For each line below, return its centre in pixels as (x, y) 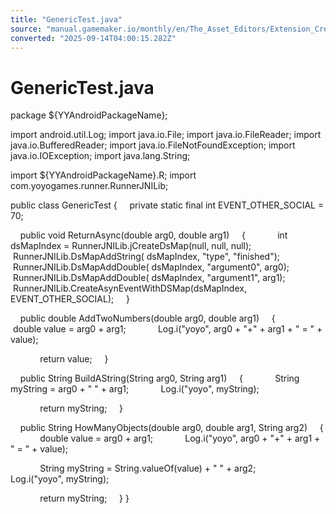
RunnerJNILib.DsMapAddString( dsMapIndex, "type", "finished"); (146, 257)
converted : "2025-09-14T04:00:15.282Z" (93, 38)
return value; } (74, 359)
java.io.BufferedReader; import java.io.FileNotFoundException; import (153, 145)
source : (26, 29)
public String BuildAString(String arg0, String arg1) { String (159, 378)
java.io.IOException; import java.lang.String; (100, 156)
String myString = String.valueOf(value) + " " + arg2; (148, 468)
